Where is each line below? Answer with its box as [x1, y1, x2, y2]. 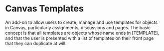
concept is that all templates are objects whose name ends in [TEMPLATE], [5, 30, 160, 36]
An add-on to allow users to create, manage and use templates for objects [5, 19, 158, 25]
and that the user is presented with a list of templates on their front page [5, 35, 154, 41]
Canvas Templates [5, 3, 84, 14]
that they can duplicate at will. [5, 40, 67, 46]
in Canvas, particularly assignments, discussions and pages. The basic [5, 24, 151, 30]
